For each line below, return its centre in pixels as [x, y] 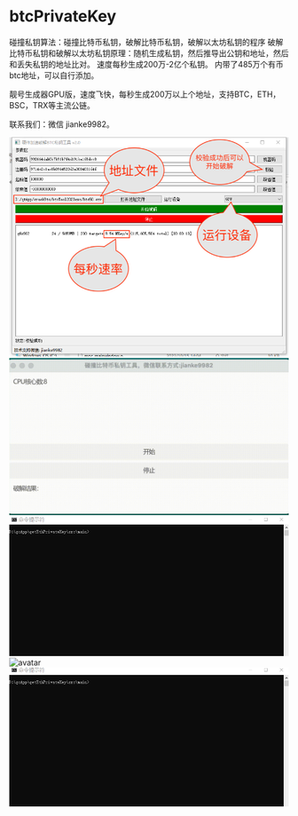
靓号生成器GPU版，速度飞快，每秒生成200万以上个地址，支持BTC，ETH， [145, 94]
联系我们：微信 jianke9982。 [62, 124]
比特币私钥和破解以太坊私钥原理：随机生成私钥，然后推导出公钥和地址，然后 [149, 53]
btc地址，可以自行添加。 [54, 75]
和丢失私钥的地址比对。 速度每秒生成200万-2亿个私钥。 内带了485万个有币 [146, 64]
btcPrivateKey [63, 16]
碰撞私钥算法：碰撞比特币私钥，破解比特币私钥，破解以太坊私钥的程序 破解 [146, 42]
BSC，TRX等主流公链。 [52, 105]
